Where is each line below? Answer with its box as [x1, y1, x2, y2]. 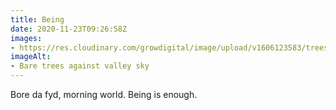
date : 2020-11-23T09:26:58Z [10, 24, 128, 34]
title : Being [10, 14, 65, 25]
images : [10, 33, 43, 43]
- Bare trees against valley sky [10, 61, 150, 71]
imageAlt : [10, 52, 52, 62]
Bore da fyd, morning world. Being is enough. [10, 89, 198, 100]
